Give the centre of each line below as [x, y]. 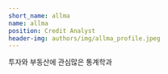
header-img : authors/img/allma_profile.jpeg [84, 38]
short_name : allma [39, 16]
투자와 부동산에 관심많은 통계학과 [61, 62]
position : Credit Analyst [52, 31]
